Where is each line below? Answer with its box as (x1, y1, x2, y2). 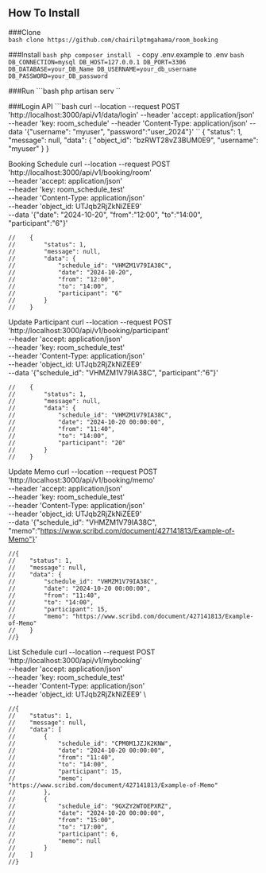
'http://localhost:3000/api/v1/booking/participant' (8, 325, 171, 335)
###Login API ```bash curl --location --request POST (8, 101, 181, 111)
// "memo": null (8, 836, 102, 845)
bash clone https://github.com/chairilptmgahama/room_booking (8, 36, 218, 44)
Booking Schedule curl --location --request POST (8, 159, 171, 169)
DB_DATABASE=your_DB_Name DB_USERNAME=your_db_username (8, 65, 197, 73)
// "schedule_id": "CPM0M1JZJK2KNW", (8, 739, 172, 747)
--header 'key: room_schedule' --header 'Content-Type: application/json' (8, 118, 248, 128)
